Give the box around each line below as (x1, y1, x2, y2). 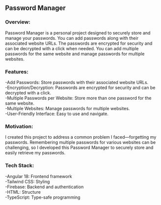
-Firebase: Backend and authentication (5, 184, 84, 190)
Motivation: (5, 123, 33, 130)
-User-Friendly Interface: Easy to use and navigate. (5, 111, 109, 117)
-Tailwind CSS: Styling (5, 178, 50, 184)
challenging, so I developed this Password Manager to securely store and (5, 145, 154, 150)
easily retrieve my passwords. (5, 150, 66, 156)
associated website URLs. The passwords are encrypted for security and (5, 40, 153, 46)
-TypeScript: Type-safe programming (5, 194, 80, 200)
